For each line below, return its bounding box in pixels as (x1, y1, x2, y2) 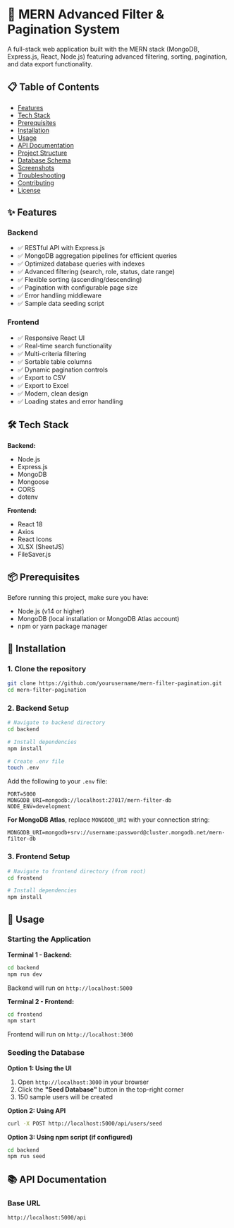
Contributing (17, 178, 54, 187)
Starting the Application (7, 934, 92, 944)
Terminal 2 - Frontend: (7, 997, 75, 1005)
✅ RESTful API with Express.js (17, 244, 106, 252)
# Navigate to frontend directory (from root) (7, 868, 147, 875)
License (17, 186, 41, 194)
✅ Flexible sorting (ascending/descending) (17, 276, 142, 284)
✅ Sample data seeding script (17, 300, 104, 308)
